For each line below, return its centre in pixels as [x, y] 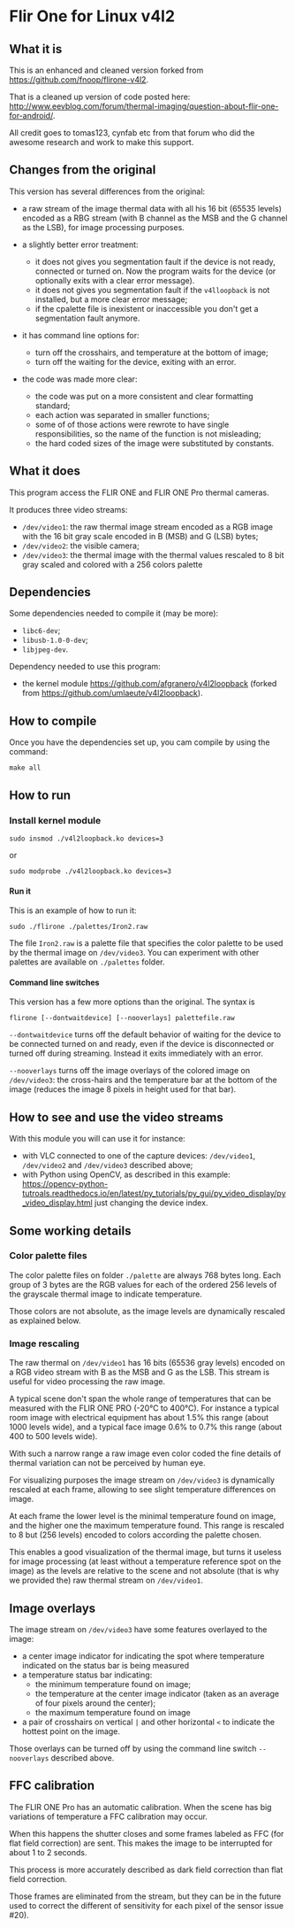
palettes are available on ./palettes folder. [87, 962]
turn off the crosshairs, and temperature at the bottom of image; [151, 352]
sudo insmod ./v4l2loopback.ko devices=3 [87, 839]
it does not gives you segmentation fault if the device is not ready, [155, 261]
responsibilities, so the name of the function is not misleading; [148, 434]
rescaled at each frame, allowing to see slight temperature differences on [143, 1490]
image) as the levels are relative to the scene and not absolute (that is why [144, 1571]
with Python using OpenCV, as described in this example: [126, 1174]
